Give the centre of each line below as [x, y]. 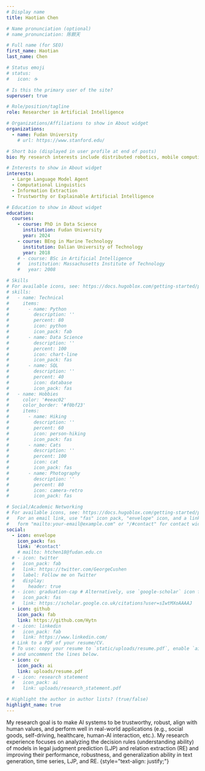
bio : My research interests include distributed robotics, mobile [92, 157]
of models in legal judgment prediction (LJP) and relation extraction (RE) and [103, 748]
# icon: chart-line [42, 354]
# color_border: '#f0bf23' [46, 405]
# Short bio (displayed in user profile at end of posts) [81, 151]
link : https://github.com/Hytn [57, 620]
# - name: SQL [33, 366]
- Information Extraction [45, 190]
